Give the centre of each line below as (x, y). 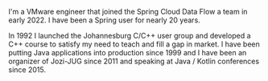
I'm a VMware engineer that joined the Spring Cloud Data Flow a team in (128, 12)
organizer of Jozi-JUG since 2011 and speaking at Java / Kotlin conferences (134, 61)
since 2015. (27, 70)
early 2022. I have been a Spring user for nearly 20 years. (105, 20)
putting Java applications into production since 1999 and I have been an (128, 53)
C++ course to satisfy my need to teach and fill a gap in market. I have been (134, 44)
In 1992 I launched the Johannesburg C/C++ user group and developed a (130, 36)
